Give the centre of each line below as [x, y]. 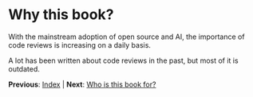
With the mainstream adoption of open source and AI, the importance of [126, 37]
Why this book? [61, 15]
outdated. [24, 68]
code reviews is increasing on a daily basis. [80, 45]
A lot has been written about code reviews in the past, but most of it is [123, 60]
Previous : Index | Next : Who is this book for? [82, 84]
